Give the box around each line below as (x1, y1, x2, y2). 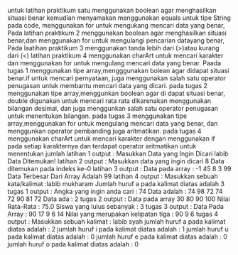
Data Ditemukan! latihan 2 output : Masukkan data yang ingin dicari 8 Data (7, 157, 225, 166)
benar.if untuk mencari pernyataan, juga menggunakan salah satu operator (7, 74, 227, 82)
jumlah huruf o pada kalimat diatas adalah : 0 (7, 240, 139, 248)
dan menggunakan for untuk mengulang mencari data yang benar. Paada (7, 59, 222, 67)
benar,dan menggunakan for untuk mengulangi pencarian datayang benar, (7, 36, 225, 45)
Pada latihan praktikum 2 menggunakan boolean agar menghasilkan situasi (7, 28, 227, 37)
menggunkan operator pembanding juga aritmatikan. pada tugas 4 (7, 127, 202, 135)
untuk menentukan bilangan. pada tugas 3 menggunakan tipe (7, 112, 187, 120)
